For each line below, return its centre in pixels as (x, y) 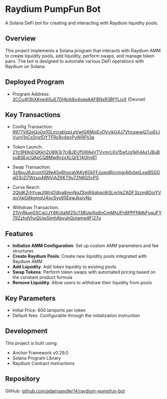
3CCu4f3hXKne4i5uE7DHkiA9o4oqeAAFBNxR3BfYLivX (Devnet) (79, 99)
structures (23, 251)
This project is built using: (32, 343)
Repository (23, 379)
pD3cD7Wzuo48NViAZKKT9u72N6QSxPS (55, 178)
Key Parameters (30, 298)
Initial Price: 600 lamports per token (49, 310)
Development (27, 331)
